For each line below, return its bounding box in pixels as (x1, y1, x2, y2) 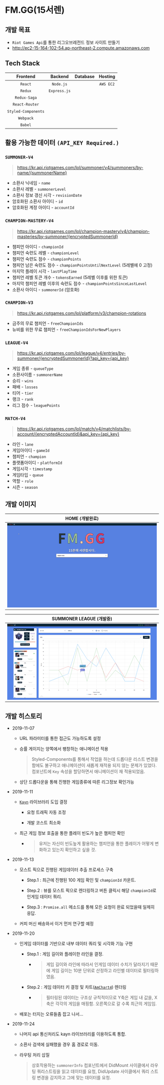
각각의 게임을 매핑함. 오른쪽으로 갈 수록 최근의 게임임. (55, 1001, 157, 1006)
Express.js (48, 88, 71, 93)
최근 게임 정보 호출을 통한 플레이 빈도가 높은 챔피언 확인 (19, 830, 125, 836)
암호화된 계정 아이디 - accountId (12, 205, 75, 211)
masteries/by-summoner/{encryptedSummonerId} (17, 234, 118, 239)
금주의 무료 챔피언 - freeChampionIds (12, 320, 84, 326)
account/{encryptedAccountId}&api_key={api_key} (17, 431, 120, 437)
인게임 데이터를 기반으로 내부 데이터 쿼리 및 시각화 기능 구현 (19, 941, 133, 947)
